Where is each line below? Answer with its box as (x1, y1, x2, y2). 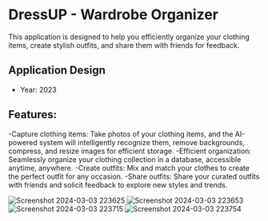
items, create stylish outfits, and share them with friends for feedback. (8, 40, 240, 49)
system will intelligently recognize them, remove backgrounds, (38, 137, 246, 147)
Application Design (8, 64, 106, 77)
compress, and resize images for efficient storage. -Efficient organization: (8, 146, 252, 156)
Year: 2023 (19, 85, 58, 94)
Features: (8, 108, 58, 121)
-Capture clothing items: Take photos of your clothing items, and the (8, 129, 234, 139)
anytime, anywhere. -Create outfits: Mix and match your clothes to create (8, 163, 250, 172)
